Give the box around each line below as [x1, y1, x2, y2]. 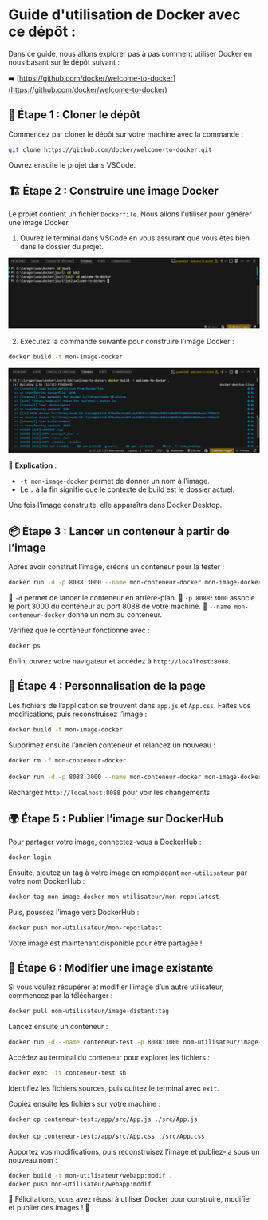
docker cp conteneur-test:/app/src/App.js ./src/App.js [8, 1115, 198, 1123]
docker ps [8, 642, 41, 650]
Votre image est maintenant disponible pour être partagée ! [8, 938, 203, 948]
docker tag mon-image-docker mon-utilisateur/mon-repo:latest [8, 893, 219, 901]
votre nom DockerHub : [8, 876, 85, 885]
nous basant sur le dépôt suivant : [8, 57, 120, 67]
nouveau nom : [8, 1155, 57, 1165]
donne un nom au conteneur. [67, 610, 162, 620]
